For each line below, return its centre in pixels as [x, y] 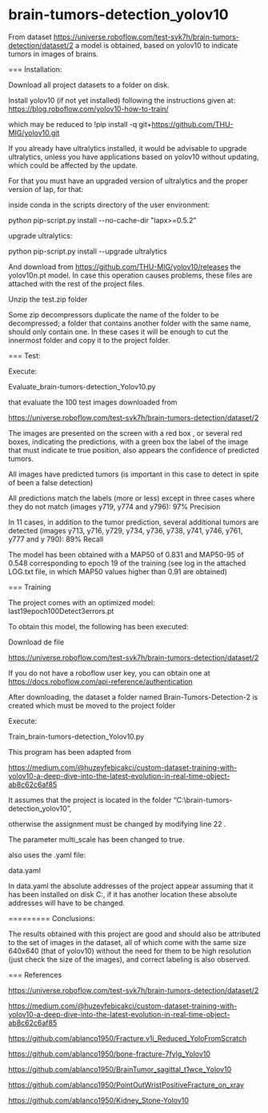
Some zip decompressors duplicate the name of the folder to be [114, 314]
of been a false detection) [51, 482]
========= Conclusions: [52, 918]
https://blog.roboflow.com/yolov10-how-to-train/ [89, 109]
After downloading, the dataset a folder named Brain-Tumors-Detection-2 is [133, 696]
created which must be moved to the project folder [92, 705]
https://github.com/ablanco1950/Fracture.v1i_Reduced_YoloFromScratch [128, 1038]
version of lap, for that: [46, 189]
